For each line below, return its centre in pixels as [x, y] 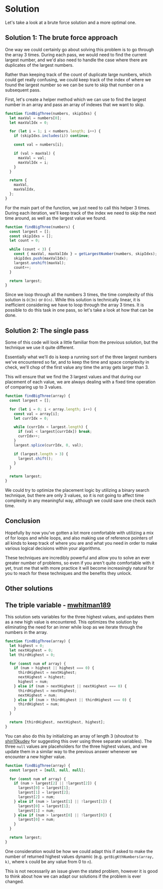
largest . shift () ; [35, 459]
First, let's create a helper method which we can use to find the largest [76, 99]
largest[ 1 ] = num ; [36, 811]
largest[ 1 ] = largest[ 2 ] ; [44, 793]
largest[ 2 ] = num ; [36, 797]
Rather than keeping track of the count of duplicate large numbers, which [78, 74]
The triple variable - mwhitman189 [58, 605]
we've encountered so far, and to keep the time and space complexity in [77, 362]
